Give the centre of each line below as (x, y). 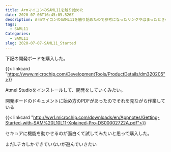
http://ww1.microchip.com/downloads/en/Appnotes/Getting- (96, 117)
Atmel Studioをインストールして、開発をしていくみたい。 (65, 90)
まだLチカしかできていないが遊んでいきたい (51, 144)
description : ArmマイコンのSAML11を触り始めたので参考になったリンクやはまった (81, 19)
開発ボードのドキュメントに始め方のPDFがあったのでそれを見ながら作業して (85, 100)
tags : (11, 24)
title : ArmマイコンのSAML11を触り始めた (45, 10)
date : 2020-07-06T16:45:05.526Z (39, 15)
